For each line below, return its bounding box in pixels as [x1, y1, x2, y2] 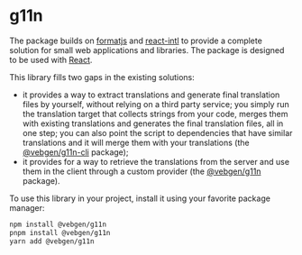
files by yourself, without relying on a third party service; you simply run [22, 98, 290, 109]
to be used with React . [9, 54, 93, 65]
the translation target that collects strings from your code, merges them [22, 108, 288, 119]
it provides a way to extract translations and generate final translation [22, 89, 280, 100]
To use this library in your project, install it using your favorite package [9, 193, 270, 204]
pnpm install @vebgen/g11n [9, 228, 111, 237]
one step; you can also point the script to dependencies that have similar [22, 127, 293, 138]
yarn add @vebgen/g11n [9, 236, 95, 246]
